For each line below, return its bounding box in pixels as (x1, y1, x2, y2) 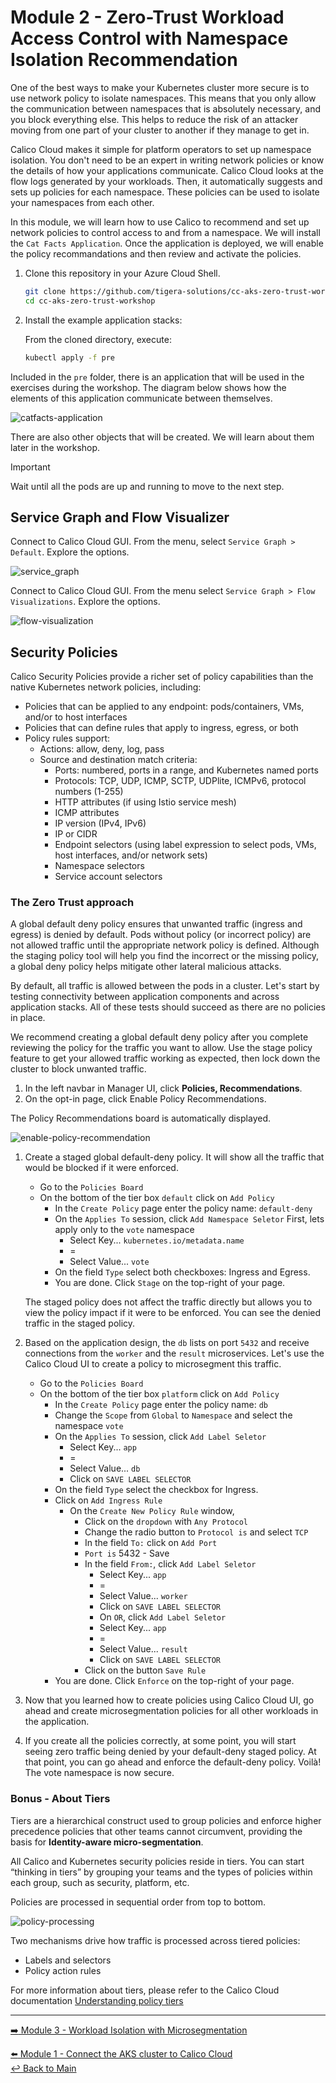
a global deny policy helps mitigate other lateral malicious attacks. (10, 961, 282, 973)
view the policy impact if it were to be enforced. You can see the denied (24, 1307, 322, 1319)
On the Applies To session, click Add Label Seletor (54, 1431, 267, 1443)
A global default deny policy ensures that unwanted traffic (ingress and (10, 918, 303, 930)
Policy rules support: (24, 732, 111, 745)
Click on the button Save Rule (84, 1664, 207, 1676)
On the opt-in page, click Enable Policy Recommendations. (24, 1093, 267, 1105)
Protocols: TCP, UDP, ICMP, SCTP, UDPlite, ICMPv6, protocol (54, 775, 307, 787)
